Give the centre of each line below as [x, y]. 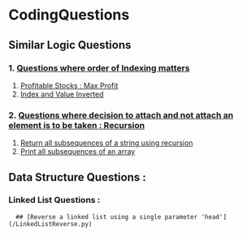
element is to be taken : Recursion [77, 125]
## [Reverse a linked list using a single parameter [107, 217]
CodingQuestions [69, 15]
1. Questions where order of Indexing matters [99, 68]
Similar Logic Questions [70, 45]
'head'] [214, 217]
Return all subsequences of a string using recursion [106, 143]
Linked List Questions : [54, 200]
